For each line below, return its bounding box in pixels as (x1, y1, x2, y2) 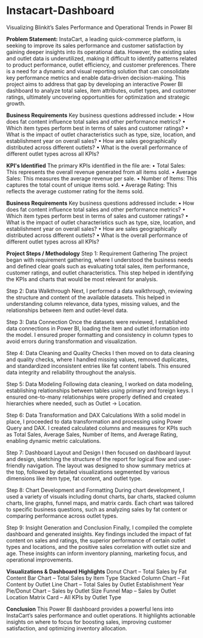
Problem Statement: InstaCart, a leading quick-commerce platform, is (6, 35, 182, 42)
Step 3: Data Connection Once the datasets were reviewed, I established (6, 318, 188, 325)
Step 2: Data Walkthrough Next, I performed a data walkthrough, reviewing (6, 287, 193, 294)
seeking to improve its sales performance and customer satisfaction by (6, 42, 184, 49)
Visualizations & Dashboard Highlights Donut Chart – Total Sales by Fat (6, 568, 187, 575)
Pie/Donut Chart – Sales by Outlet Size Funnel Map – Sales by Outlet (6, 587, 176, 594)
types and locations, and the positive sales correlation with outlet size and (6, 543, 191, 550)
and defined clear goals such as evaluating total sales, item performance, (6, 262, 190, 270)
